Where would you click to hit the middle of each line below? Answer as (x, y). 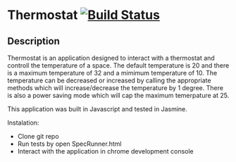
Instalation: (23, 123)
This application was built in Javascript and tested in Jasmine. (98, 109)
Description (33, 41)
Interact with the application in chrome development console (105, 151)
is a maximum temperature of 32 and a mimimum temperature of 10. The (112, 73)
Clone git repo (38, 136)
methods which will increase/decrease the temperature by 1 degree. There (116, 88)
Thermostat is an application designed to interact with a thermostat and (111, 58)
